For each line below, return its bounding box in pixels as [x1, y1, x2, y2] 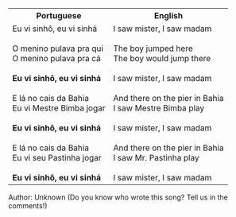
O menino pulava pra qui [12, 43, 103, 54]
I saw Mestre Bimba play [113, 103, 205, 114]
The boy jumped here [113, 43, 193, 54]
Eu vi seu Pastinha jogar [12, 153, 102, 163]
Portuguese [36, 10, 82, 21]
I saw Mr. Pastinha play [113, 153, 200, 163]
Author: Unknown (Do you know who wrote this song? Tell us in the [8, 192, 228, 202]
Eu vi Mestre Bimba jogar [12, 103, 106, 114]
